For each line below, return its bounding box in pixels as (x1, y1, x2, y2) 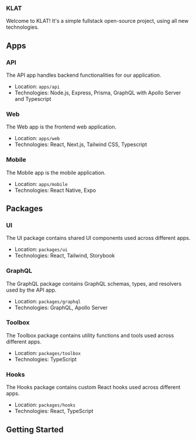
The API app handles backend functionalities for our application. (6, 72, 161, 79)
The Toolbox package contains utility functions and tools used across (6, 331, 174, 339)
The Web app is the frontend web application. (6, 123, 117, 130)
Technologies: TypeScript (14, 356, 77, 363)
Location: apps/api (14, 83, 60, 90)
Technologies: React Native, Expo (14, 187, 96, 194)
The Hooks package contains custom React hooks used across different (6, 384, 181, 391)
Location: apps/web (14, 135, 60, 142)
